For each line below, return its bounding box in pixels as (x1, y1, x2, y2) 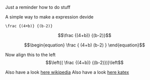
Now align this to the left (5, 52, 56, 57)
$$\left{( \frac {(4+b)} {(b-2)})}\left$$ (45, 59, 124, 65)
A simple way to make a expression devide (5, 14, 94, 19)
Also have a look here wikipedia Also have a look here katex (5, 69, 129, 75)
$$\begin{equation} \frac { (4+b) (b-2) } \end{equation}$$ (24, 42, 145, 48)
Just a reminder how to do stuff (5, 4, 70, 10)
